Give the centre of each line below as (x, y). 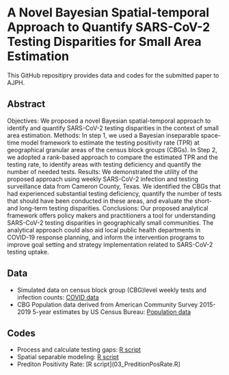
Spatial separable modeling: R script (68, 357)
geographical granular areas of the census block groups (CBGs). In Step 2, (112, 149)
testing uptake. (28, 252)
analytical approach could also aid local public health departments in (104, 230)
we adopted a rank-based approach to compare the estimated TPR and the (113, 157)
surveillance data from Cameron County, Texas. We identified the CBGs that (114, 186)
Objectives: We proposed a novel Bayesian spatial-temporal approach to (109, 121)
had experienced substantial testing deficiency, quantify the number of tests (114, 193)
